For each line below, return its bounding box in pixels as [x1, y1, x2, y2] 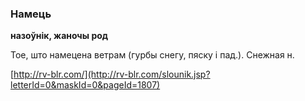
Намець [10, 7, 52, 21]
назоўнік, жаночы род [10, 30, 109, 42]
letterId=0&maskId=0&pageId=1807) [10, 79, 161, 91]
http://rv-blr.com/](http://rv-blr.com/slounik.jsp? [13, 68, 211, 81]
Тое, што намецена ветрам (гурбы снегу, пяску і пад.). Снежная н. [10, 49, 295, 61]
